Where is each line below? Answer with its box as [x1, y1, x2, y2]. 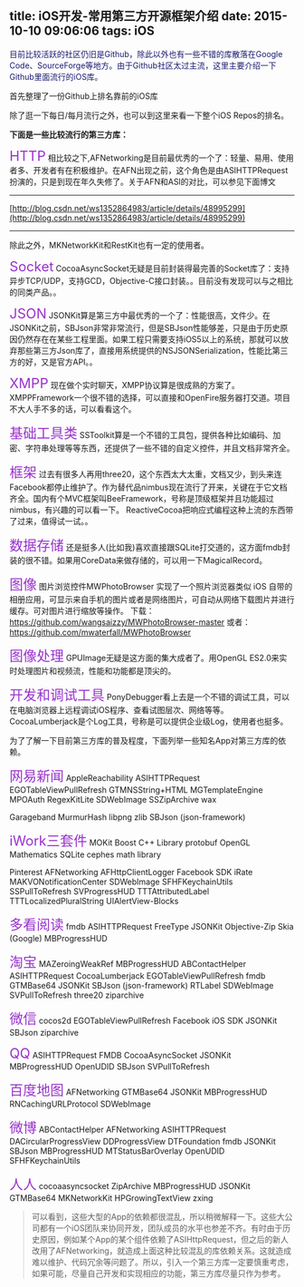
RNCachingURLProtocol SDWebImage [9, 1098, 151, 1109]
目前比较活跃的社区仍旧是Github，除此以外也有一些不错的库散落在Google [9, 48, 283, 59]
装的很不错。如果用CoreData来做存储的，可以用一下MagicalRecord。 [9, 554, 268, 565]
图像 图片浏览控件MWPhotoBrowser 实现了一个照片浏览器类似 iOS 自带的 [9, 575, 293, 593]
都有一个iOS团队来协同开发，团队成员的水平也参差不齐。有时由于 [39, 1223, 283, 1233]
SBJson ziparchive [9, 1027, 80, 1038]
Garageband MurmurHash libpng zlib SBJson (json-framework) [9, 811, 246, 823]
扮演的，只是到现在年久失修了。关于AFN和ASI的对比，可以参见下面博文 [9, 176, 276, 187]
